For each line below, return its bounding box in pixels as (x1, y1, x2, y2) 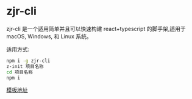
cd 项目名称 (6, 69, 34, 75)
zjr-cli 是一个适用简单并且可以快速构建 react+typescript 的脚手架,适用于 (6, 25, 186, 32)
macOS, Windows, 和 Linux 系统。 (6, 32, 93, 40)
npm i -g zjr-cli (6, 58, 51, 64)
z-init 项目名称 (6, 63, 44, 69)
